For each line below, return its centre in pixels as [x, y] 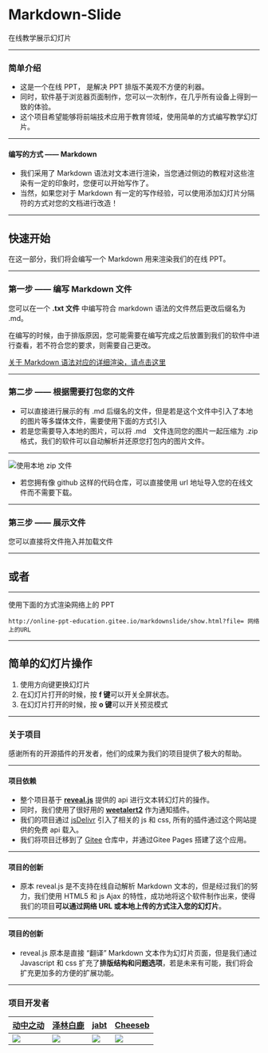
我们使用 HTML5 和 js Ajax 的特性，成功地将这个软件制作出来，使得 [145, 897]
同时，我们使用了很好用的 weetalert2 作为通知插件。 [106, 810]
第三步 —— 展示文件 [47, 522]
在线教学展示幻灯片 [40, 38]
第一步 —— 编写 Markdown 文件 [70, 289]
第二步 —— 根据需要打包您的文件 [72, 392]
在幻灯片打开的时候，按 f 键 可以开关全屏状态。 [97, 694]
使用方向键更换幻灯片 [55, 684]
